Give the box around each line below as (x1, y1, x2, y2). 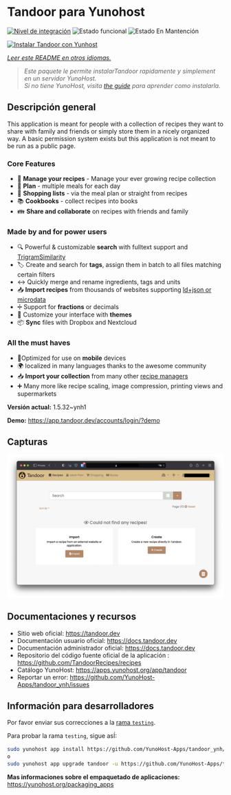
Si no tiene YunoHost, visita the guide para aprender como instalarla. (23, 81, 221, 89)
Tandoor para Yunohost (7, 4, 146, 20)
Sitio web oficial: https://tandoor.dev (16, 629, 120, 637)
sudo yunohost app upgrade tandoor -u (7, 761, 118, 767)
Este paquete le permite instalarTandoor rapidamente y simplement (23, 67, 216, 75)
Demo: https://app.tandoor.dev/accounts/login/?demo (7, 416, 160, 424)
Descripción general (7, 101, 96, 114)
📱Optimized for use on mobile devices (16, 354, 126, 362)
